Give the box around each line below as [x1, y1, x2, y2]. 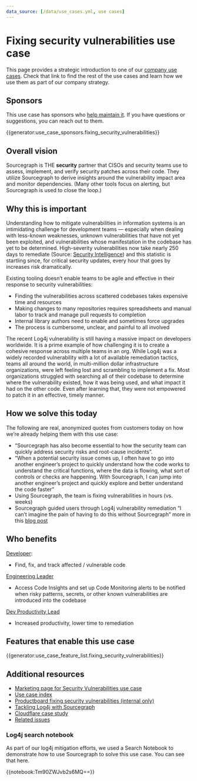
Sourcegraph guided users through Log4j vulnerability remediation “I [14, 505, 182, 512]
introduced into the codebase [14, 597, 86, 604]
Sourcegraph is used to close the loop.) [6, 187, 102, 194]
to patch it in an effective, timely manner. [6, 391, 105, 398]
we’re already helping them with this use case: [6, 430, 119, 437]
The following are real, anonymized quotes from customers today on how [6, 424, 183, 431]
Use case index [14, 691, 52, 698]
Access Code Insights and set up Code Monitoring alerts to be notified [14, 584, 186, 591]
